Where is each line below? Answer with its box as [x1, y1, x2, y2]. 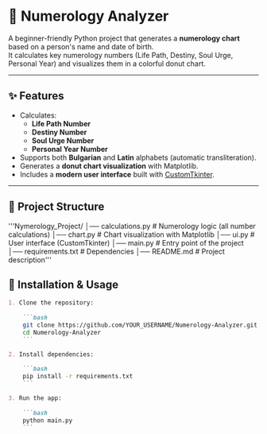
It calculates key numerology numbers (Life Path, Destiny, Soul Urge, [8, 50, 234, 60]
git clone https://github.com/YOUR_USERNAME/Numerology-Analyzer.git [22, 321, 258, 329]
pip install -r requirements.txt [22, 373, 133, 381]
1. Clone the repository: [8, 299, 94, 307]
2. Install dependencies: [8, 350, 94, 358]
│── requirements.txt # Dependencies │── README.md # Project [8, 246, 225, 256]
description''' [8, 254, 52, 265]
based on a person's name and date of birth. [8, 41, 154, 51]
